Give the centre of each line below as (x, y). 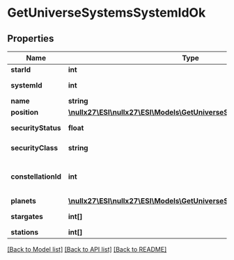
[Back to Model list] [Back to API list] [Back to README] (87, 249)
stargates (27, 217)
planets (23, 201)
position (25, 112)
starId (21, 70)
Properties (31, 39)
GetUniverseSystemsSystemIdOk (107, 13)
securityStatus (36, 128)
